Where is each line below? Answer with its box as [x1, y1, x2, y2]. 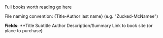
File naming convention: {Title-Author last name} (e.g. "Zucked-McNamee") [4, 13, 159, 19]
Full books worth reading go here [4, 4, 72, 10]
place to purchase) [4, 28, 43, 33]
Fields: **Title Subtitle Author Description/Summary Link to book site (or [4, 23, 153, 28]
